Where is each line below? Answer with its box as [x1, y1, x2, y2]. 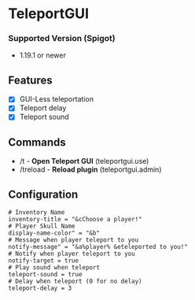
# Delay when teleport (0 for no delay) [8, 277, 143, 286]
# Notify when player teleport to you [8, 250, 135, 258]
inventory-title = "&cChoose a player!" [8, 216, 143, 224]
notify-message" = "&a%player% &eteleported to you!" [8, 243, 189, 251]
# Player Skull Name [8, 222, 76, 231]
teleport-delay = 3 [8, 284, 72, 292]
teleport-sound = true [8, 271, 83, 279]
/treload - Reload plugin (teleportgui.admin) [19, 165, 162, 174]
